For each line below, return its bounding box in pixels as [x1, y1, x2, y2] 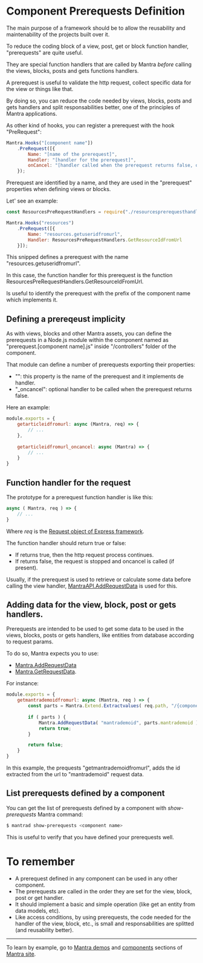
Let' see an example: [6, 197, 59, 204]
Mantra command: [37, 811, 83, 818]
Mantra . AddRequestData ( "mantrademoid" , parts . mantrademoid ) [38, 720, 199, 726]
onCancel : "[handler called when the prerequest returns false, [28, 163, 193, 169]
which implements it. [6, 296, 58, 304]
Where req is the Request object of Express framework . [6, 528, 144, 535]
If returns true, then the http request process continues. [14, 551, 154, 559]
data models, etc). [14, 907, 60, 914]
